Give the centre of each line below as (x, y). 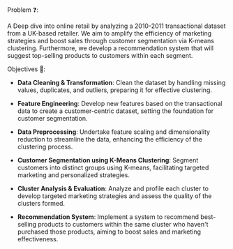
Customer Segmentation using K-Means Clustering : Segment (108, 160)
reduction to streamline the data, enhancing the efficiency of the (110, 139)
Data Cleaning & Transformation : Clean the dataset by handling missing (121, 83)
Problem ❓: (23, 10)
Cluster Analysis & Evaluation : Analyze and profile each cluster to (113, 188)
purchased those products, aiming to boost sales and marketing (109, 232)
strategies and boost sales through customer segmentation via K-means (111, 41)
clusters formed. (41, 203)
